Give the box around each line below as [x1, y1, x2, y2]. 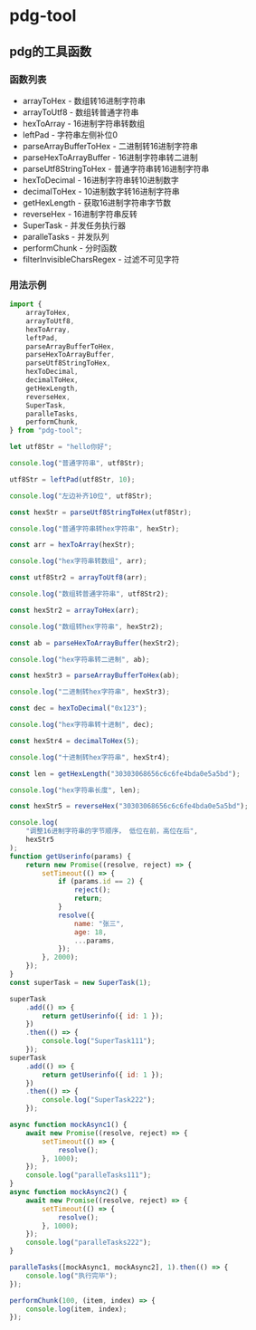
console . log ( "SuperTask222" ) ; [42, 1096, 156, 1105]
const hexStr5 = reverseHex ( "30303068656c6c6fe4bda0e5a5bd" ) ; [9, 802, 249, 811]
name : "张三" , [73, 919, 125, 928]
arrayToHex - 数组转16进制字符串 [22, 95, 147, 106]
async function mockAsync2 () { [9, 1188, 128, 1197]
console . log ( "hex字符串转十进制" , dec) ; [9, 721, 155, 730]
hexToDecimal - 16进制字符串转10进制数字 [22, 174, 179, 186]
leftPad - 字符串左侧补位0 [22, 129, 119, 140]
